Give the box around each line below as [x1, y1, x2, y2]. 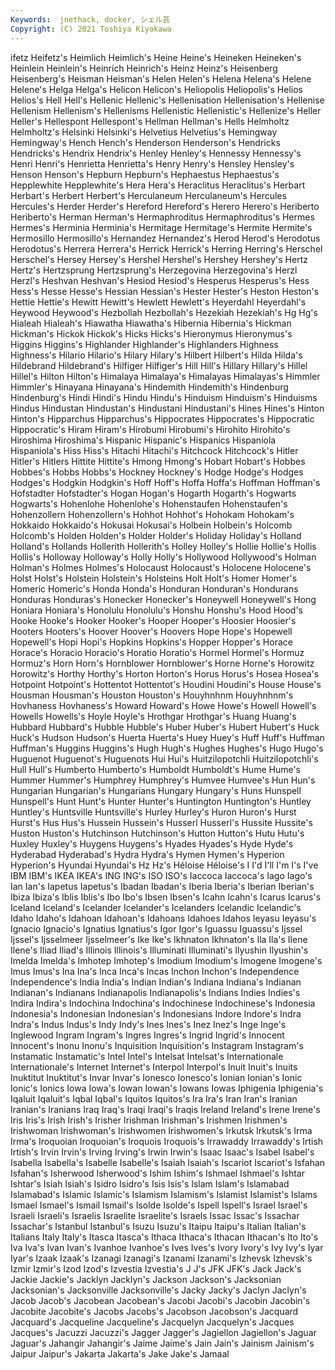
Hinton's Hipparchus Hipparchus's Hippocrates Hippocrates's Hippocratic [10, 412, 315, 425]
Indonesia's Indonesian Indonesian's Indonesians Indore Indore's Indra [10, 1007, 302, 1020]
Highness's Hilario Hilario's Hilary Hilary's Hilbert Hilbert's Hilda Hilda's [10, 349, 303, 361]
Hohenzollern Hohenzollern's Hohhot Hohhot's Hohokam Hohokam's [10, 508, 295, 520]
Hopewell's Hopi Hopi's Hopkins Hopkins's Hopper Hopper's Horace [10, 636, 293, 648]
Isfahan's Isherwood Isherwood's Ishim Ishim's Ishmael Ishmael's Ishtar [10, 1167, 305, 1179]
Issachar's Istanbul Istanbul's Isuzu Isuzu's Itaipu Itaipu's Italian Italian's [10, 1220, 307, 1232]
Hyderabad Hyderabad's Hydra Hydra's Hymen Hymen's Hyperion [10, 848, 285, 860]
